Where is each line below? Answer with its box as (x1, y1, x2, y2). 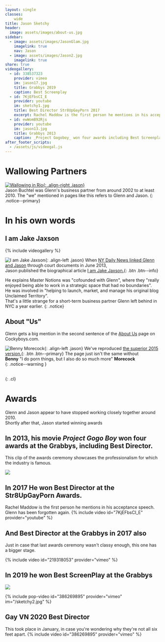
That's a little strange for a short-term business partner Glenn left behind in (5, 298, 157, 304)
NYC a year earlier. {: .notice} (5, 303, 65, 309)
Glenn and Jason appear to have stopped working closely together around (5, 409, 156, 415)
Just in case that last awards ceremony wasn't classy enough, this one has (5, 542, 157, 548)
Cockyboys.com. (5, 336, 39, 342)
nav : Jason (14, 48, 36, 53)
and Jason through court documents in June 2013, (5, 262, 107, 268)
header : (5, 26, 21, 31)
